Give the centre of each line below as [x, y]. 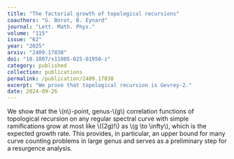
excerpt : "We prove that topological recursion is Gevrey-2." [100, 85]
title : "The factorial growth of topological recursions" [93, 14]
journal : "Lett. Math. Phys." [51, 26]
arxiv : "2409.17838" [37, 53]
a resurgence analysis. [40, 149]
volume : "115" [28, 33]
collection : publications [45, 72]
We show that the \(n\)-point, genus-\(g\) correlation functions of [101, 112]
